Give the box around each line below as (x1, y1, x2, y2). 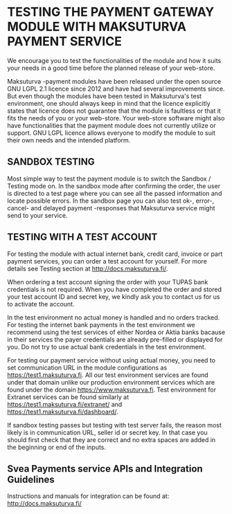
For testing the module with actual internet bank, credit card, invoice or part (7, 250, 223, 258)
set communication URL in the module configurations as (7, 363, 168, 371)
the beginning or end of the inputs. (7, 443, 106, 451)
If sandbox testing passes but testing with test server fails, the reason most (7, 421, 222, 429)
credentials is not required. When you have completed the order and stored (7, 285, 222, 293)
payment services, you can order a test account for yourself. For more (7, 257, 208, 265)
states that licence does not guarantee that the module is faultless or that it (7, 107, 222, 115)
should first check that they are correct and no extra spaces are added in (7, 435, 216, 443)
